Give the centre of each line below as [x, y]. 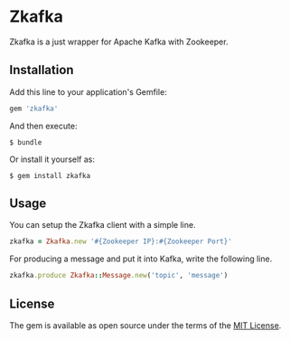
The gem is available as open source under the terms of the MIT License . [145, 326]
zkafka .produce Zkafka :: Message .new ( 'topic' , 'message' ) [119, 276]
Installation [42, 70]
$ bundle [26, 142]
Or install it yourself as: [52, 159]
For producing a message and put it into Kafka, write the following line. [141, 259]
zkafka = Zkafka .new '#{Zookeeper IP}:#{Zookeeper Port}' [121, 241]
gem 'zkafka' [34, 109]
